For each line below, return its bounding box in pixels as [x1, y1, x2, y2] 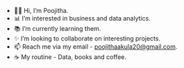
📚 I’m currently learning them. [13, 25, 101, 32]
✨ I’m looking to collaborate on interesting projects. [13, 34, 161, 43]
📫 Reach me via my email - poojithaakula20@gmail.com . [13, 43, 178, 51]
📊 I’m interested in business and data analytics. [13, 14, 151, 22]
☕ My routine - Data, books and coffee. [13, 53, 127, 61]
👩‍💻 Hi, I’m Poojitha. [13, 7, 69, 14]
